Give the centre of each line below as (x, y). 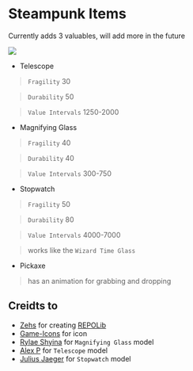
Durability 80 (51, 220)
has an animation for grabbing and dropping (99, 281)
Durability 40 (51, 158)
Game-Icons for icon (53, 333)
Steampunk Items (67, 14)
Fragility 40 (49, 143)
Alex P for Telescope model (64, 350)
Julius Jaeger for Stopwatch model (75, 358)
